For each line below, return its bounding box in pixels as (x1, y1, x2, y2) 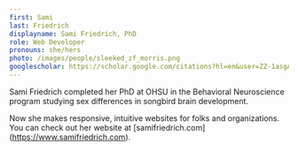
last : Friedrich (9, 21, 69, 30)
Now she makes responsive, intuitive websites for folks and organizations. (9, 112, 280, 124)
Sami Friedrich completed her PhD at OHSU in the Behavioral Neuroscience (9, 86, 286, 97)
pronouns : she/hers (9, 46, 82, 55)
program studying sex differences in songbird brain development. (9, 95, 249, 106)
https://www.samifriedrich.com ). (12, 132, 131, 142)
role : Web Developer (9, 37, 86, 47)
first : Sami (9, 12, 53, 22)
